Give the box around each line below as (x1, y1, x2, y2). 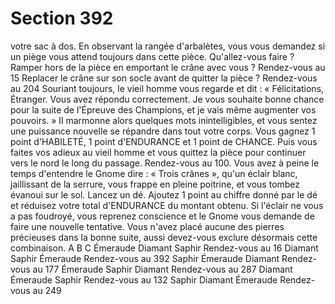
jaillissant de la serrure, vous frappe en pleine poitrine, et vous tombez (10, 178, 301, 190)
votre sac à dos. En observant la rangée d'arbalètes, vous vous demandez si (10, 40, 326, 52)
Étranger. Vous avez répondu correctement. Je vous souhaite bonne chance (10, 93, 325, 105)
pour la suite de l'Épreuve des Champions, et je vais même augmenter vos (10, 103, 317, 116)
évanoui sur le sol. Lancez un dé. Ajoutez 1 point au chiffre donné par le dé (10, 188, 318, 201)
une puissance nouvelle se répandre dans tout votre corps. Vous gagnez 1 (10, 125, 316, 137)
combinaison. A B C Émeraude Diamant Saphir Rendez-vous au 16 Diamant (10, 242, 319, 254)
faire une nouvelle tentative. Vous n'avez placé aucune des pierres (10, 220, 285, 232)
